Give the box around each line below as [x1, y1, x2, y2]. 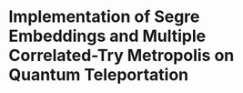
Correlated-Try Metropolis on [8, 46, 235, 66]
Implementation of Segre [8, 6, 200, 27]
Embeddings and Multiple [8, 26, 207, 46]
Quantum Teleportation [8, 65, 189, 86]
